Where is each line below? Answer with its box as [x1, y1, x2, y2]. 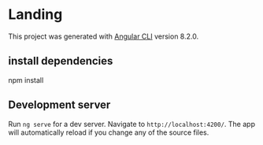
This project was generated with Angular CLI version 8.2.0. [8, 32, 199, 41]
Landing [8, 6, 63, 24]
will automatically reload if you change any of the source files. [8, 128, 209, 137]
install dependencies [8, 54, 113, 68]
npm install [8, 75, 44, 84]
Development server [8, 99, 111, 112]
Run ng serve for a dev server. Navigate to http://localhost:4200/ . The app [8, 119, 256, 128]
